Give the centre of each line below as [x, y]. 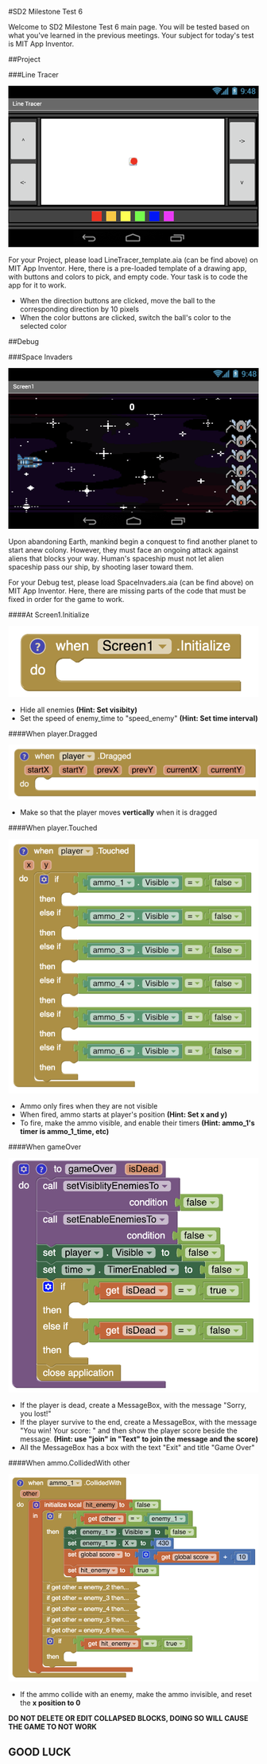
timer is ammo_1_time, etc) [64, 1131]
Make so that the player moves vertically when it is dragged [118, 812]
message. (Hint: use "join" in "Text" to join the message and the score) [139, 1439]
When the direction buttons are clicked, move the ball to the [118, 301]
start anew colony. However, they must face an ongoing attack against [123, 550]
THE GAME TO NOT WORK [52, 1727]
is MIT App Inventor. [41, 44]
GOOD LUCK [40, 1752]
